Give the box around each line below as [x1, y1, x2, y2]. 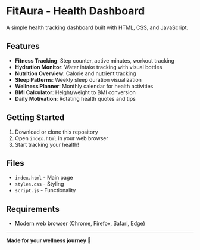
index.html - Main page [14, 174, 73, 181]
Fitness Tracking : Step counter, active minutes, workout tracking [14, 57, 174, 64]
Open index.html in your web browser [14, 134, 108, 141]
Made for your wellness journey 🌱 [6, 237, 91, 244]
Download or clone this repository [14, 128, 98, 135]
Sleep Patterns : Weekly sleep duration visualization [14, 76, 142, 83]
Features [6, 41, 40, 51]
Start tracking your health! [14, 141, 79, 148]
